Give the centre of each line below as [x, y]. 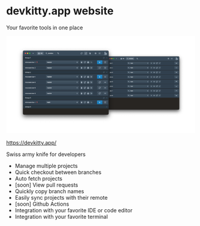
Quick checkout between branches [58, 172]
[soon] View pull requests [46, 185]
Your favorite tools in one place [45, 28]
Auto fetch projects [39, 179]
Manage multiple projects [46, 166]
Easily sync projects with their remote [61, 198]
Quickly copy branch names [49, 191]
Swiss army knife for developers [46, 154]
